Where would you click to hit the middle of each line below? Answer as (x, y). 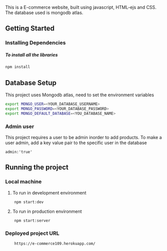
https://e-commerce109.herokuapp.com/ (55, 243)
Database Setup (31, 83)
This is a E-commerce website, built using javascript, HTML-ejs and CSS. (81, 7)
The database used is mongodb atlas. (44, 13)
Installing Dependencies (36, 43)
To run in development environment (49, 193)
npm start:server (32, 221)
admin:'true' (19, 152)
